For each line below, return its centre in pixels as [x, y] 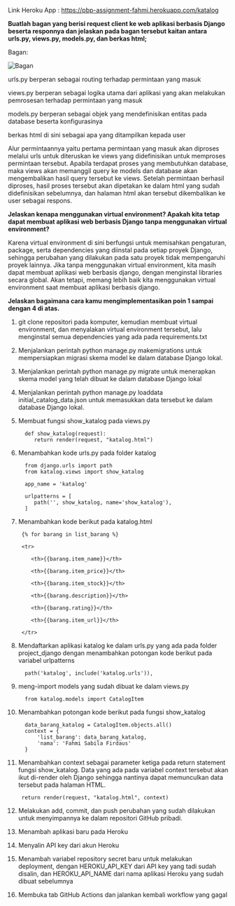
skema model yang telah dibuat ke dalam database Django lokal [110, 379]
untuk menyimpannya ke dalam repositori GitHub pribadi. [100, 818]
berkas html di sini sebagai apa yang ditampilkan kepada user [97, 135]
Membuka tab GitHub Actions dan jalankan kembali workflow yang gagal [123, 895]
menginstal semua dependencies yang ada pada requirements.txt [113, 337]
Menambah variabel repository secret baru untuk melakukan [105, 859]
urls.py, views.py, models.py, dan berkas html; [78, 39]
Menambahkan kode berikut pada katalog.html [85, 522]
